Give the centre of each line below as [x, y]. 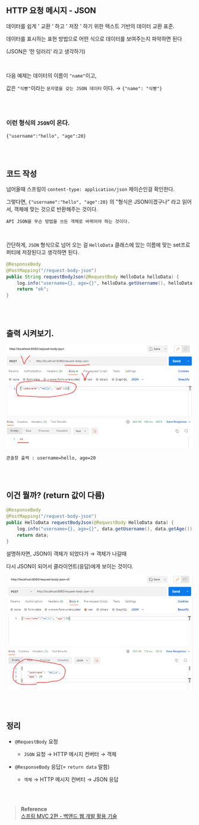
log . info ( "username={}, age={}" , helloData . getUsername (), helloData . [106, 283]
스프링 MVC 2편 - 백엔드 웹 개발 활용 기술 [69, 816]
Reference [34, 809]
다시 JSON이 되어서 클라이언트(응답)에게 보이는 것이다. [70, 566]
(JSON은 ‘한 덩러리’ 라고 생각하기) [46, 51]
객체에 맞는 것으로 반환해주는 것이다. [56, 209]
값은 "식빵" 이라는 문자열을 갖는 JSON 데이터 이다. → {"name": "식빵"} [84, 88]
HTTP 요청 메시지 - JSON [51, 11]
